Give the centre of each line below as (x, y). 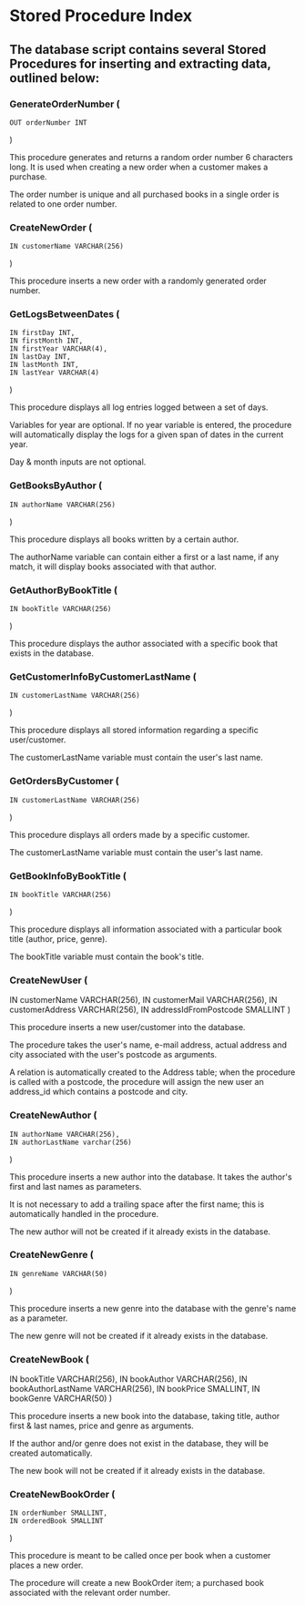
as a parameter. (39, 1318)
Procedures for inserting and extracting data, (140, 63)
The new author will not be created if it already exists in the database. (140, 1232)
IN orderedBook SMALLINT (56, 1521)
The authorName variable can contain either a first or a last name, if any (144, 557)
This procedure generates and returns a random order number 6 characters (151, 157)
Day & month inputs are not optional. (78, 462)
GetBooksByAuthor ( (56, 486)
